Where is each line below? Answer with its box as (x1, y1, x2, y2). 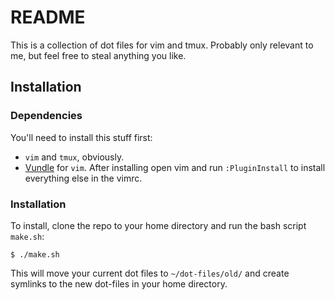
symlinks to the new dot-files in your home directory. (10, 277, 228, 290)
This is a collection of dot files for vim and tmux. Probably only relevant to (10, 39, 314, 51)
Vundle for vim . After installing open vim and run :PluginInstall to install (24, 161, 326, 173)
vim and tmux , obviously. (24, 151, 125, 163)
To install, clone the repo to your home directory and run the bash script (10, 219, 307, 231)
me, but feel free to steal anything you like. (10, 49, 187, 61)
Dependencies (10, 109, 83, 123)
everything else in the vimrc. (24, 172, 143, 184)
